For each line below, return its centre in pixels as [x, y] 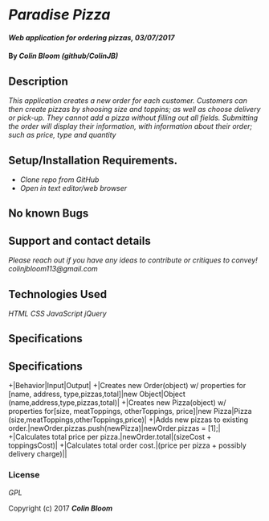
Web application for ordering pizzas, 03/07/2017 [92, 37]
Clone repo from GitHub [59, 180]
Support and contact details [79, 240]
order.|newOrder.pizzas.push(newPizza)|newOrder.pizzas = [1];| [114, 428]
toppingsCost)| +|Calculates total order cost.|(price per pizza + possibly [127, 445]
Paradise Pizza [59, 15]
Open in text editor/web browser [73, 188]
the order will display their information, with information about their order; [130, 126]
